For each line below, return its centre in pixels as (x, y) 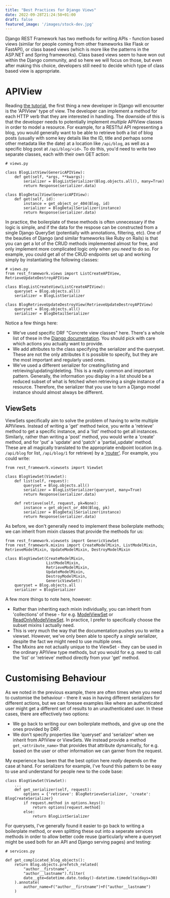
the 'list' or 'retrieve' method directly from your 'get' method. (76, 657)
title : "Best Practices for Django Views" (51, 10)
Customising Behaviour (56, 678)
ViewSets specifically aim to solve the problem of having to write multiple (82, 421)
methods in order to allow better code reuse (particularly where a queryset (83, 836)
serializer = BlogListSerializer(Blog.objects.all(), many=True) (94, 182)
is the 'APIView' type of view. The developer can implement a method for (81, 111)
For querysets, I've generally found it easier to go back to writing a (75, 826)
